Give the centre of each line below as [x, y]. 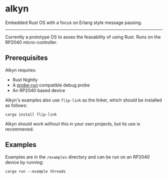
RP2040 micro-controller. [31, 42]
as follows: [16, 105]
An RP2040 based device [39, 90]
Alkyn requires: [21, 70]
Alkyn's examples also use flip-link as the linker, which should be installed [84, 100]
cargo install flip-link [31, 114]
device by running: [24, 162]
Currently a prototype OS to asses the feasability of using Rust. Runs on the [83, 37]
